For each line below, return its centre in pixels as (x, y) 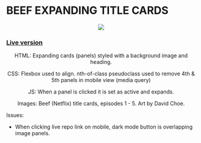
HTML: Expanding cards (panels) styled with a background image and (101, 56)
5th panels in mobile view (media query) (101, 80)
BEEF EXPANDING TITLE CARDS (87, 11)
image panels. (32, 133)
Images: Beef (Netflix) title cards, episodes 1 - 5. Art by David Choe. (101, 104)
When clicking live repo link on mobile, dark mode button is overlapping (104, 127)
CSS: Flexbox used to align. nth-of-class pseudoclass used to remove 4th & (101, 74)
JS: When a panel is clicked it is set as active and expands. (101, 92)
